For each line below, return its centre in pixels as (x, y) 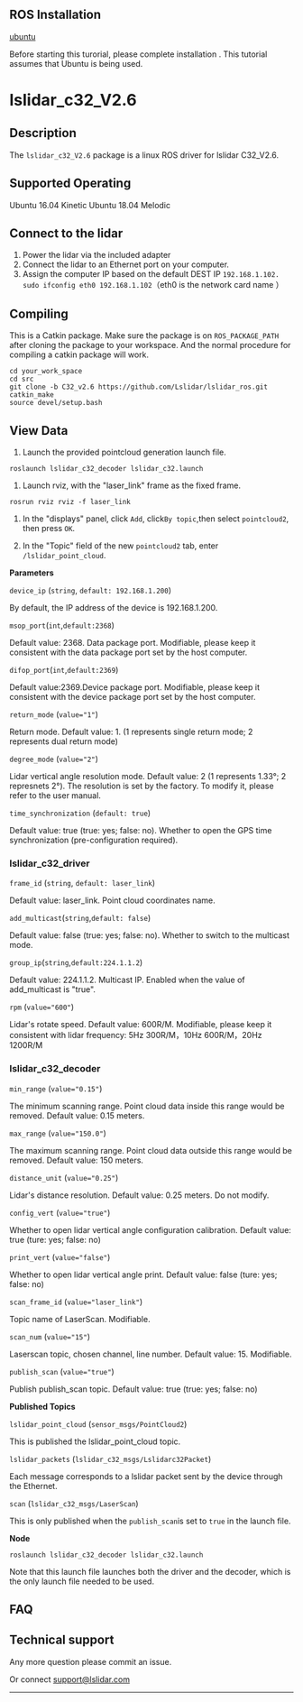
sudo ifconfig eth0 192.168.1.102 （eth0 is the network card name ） (153, 285)
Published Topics (42, 1406)
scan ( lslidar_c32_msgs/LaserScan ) (74, 1503)
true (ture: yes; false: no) (55, 1239)
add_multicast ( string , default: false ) (80, 918)
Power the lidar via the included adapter (96, 255)
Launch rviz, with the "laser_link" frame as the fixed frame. (132, 485)
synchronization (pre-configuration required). (94, 840)
